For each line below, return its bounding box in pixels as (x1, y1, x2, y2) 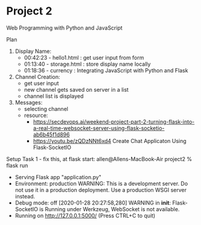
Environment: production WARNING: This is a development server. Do (14, 180, 188, 187)
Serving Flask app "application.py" (14, 173, 101, 180)
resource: (24, 112, 48, 119)
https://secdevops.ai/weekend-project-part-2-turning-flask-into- (33, 118, 195, 125)
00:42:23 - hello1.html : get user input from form (24, 54, 144, 61)
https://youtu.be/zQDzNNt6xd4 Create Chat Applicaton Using (33, 137, 187, 144)
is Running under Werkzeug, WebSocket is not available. (39, 205, 180, 212)
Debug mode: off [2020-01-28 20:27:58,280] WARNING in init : (14, 199, 171, 206)
